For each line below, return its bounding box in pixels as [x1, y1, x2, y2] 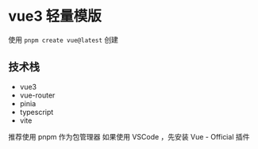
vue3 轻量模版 [8, 7, 102, 25]
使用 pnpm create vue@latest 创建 [8, 35, 119, 44]
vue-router [19, 90, 56, 100]
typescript [19, 107, 54, 117]
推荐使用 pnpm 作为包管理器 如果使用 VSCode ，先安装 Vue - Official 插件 [8, 132, 250, 141]
